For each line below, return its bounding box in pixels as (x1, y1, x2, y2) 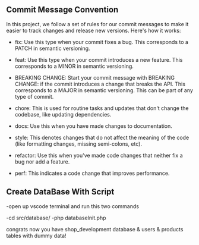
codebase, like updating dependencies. (14, 111, 112, 118)
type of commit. (14, 93, 54, 100)
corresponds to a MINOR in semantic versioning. (14, 62, 134, 70)
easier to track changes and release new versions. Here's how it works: (6, 27, 181, 34)
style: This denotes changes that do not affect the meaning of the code (14, 134, 189, 141)
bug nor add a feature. (14, 158, 70, 165)
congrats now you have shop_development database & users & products (6, 225, 184, 233)
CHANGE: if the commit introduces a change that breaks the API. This (14, 80, 186, 87)
